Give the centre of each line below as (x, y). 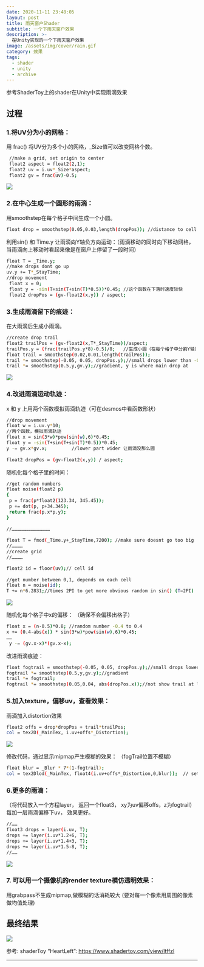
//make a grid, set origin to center (56, 158)
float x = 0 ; (25, 284)
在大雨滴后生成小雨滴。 (36, 326)
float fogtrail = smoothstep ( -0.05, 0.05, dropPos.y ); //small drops (95, 667)
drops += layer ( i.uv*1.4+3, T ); (47, 841)
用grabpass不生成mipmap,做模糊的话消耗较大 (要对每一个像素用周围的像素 (100, 895)
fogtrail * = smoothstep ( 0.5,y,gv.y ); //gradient (68, 673)
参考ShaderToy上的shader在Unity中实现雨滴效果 (67, 93)
